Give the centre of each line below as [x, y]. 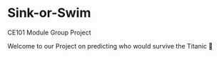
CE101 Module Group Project [49, 32]
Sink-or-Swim [49, 13]
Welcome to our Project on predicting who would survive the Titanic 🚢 [110, 46]
